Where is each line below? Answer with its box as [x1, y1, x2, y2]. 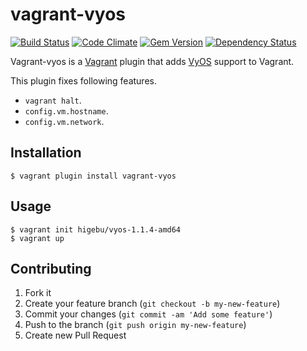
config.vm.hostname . [24, 104, 109, 117]
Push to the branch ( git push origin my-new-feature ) [24, 319, 247, 331]
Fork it [24, 287, 52, 299]
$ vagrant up [10, 233, 65, 243]
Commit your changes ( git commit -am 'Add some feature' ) [24, 308, 273, 320]
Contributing [10, 260, 92, 277]
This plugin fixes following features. [10, 74, 157, 87]
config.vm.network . [24, 115, 105, 127]
